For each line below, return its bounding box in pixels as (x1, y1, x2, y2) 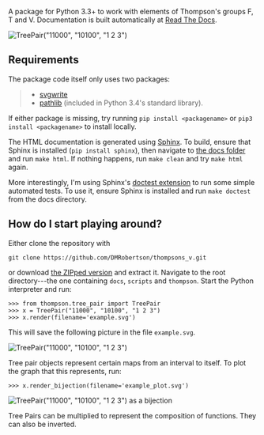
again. (8, 162, 29, 172)
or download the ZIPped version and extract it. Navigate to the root (8, 267, 226, 277)
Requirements (8, 53, 79, 66)
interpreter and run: (8, 284, 72, 293)
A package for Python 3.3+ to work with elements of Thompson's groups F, (8, 7, 254, 16)
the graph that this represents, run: (8, 366, 122, 376)
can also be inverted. (8, 419, 77, 429)
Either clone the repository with (8, 238, 111, 248)
